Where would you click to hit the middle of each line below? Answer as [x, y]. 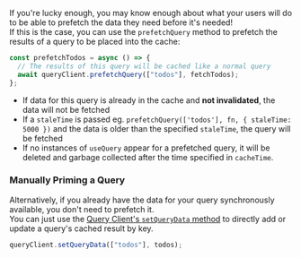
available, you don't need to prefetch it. [82, 209]
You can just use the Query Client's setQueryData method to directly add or [147, 219]
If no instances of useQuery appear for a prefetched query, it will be [146, 148]
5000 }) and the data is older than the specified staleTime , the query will [156, 128]
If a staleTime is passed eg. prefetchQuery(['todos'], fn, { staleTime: [157, 119]
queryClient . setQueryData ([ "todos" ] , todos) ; [96, 245]
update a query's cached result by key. [82, 228]
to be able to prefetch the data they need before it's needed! [121, 22]
